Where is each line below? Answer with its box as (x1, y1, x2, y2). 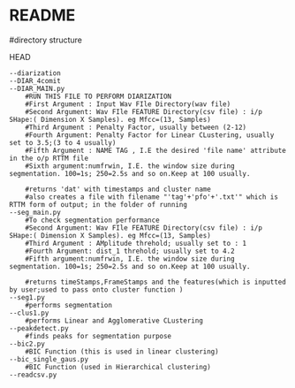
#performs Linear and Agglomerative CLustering (25, 316, 203, 325)
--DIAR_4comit (9, 76, 62, 85)
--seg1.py (9, 293, 46, 301)
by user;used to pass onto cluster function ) (9, 285, 184, 294)
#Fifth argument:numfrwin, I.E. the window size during (25, 254, 236, 263)
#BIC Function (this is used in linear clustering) (25, 346, 219, 356)
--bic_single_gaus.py (9, 354, 89, 363)
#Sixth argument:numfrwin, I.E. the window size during (25, 161, 236, 171)
